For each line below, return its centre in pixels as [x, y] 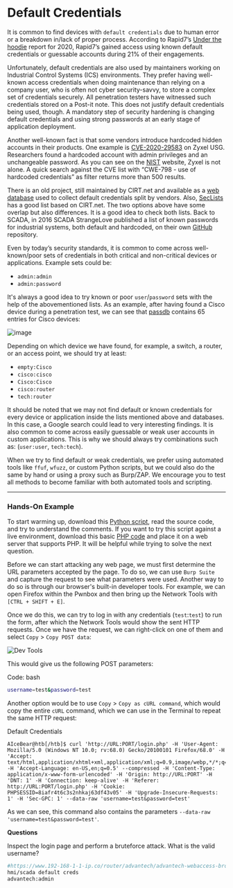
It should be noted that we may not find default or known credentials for [110, 409]
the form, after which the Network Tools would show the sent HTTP [103, 622]
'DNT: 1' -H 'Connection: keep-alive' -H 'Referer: [83, 781]
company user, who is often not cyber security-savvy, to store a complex [112, 89]
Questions [23, 832]
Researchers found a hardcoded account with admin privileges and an [107, 155]
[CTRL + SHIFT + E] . [36, 601]
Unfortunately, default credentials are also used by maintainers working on [114, 67]
